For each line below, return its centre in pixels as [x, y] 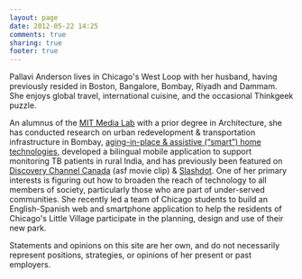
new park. [28, 228]
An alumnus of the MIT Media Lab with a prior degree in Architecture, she [146, 123]
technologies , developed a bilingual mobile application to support [131, 152]
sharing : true [36, 43]
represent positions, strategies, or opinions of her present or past [131, 255]
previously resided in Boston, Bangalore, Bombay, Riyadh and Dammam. [143, 86]
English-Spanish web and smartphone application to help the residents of [146, 209]
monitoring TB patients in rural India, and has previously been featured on [146, 161]
